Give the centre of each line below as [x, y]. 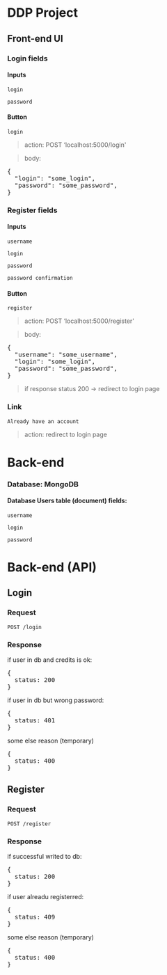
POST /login [24, 627]
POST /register [29, 824]
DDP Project [43, 13]
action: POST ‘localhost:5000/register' [79, 321]
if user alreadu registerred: [46, 897]
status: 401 [35, 721]
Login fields [27, 58]
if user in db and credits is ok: [50, 660]
